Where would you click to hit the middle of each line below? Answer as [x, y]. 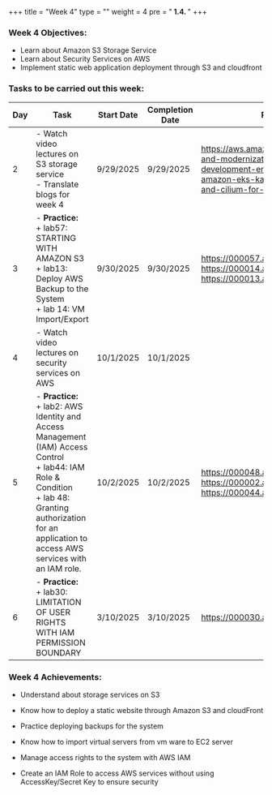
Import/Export [62, 319]
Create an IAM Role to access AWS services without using [117, 773]
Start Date [118, 114]
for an [47, 528]
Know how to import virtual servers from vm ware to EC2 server [126, 741]
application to [62, 538]
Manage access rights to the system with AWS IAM [105, 757]
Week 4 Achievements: [55, 677]
